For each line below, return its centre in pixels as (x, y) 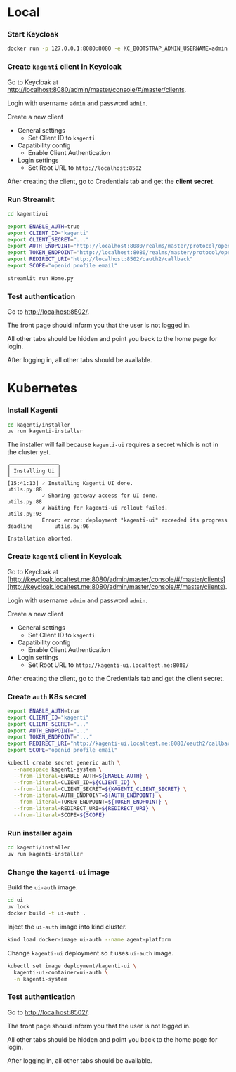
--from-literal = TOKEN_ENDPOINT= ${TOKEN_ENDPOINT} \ (91, 802)
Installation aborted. (40, 539)
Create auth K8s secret (47, 696)
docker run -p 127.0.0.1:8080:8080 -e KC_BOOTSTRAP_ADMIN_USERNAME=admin (118, 49)
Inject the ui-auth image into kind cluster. (67, 927)
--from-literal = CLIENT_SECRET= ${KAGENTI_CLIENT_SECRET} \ (100, 789)
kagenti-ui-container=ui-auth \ (61, 972)
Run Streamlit (31, 199)
